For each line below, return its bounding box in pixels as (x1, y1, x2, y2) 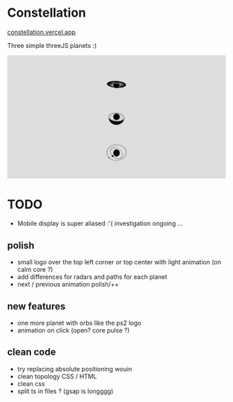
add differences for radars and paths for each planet (17, 273, 168, 281)
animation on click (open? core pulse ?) (17, 326, 130, 335)
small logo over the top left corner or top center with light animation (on (17, 258, 222, 266)
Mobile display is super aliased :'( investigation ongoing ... (17, 219, 183, 227)
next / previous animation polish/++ (17, 280, 119, 289)
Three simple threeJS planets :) (7, 41, 97, 49)
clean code (7, 346, 56, 358)
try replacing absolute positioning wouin (17, 364, 132, 373)
